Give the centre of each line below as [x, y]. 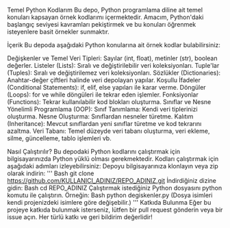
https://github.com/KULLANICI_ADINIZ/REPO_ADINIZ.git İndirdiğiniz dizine [112, 180]
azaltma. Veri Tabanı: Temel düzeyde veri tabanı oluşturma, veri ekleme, [108, 131]
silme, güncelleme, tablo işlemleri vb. [59, 138]
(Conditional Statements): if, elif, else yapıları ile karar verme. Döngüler [107, 87]
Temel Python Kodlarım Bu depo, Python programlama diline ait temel [105, 10]
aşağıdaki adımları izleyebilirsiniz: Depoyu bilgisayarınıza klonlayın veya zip [113, 166]
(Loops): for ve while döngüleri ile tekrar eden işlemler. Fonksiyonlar [103, 94]
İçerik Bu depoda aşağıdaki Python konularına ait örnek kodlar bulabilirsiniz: [114, 45]
